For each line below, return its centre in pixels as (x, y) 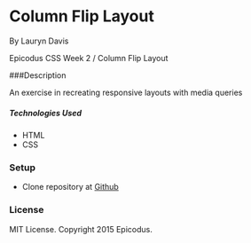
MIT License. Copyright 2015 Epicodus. (81, 229)
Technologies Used (46, 113)
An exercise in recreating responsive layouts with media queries (126, 92)
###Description (38, 75)
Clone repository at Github (71, 187)
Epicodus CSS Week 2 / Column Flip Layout (89, 58)
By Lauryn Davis (39, 41)
